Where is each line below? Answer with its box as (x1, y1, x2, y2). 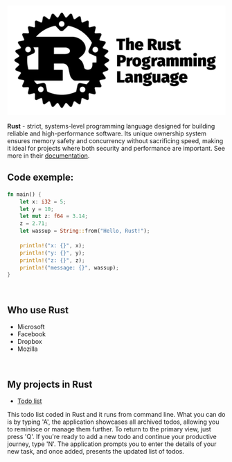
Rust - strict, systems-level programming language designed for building (7, 122, 215, 130)
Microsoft (17, 322, 45, 331)
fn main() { (7, 190, 42, 198)
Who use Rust (7, 304, 69, 316)
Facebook (17, 330, 46, 338)
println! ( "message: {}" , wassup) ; (19, 264, 119, 271)
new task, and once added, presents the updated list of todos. (7, 447, 185, 455)
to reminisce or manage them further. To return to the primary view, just (7, 424, 211, 433)
